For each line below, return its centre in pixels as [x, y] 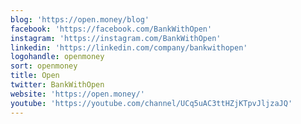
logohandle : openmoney [57, 57]
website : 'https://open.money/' [77, 94]
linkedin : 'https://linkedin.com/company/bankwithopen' [129, 47]
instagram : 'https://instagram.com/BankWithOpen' [116, 38]
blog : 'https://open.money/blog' [80, 19]
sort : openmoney [44, 66]
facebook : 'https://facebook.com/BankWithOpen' [111, 29]
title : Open [35, 76]
